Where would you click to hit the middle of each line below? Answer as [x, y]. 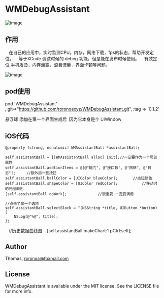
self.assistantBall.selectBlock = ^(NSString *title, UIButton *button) [81, 208]
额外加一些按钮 [44, 173]
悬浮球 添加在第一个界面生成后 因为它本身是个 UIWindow [63, 119]
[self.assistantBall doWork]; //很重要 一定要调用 [69, 194]
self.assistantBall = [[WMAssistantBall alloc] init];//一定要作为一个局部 [81, 157]
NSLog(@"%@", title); [36, 217]
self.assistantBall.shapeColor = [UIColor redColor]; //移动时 [81, 184]
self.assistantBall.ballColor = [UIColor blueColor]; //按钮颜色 [79, 178]
